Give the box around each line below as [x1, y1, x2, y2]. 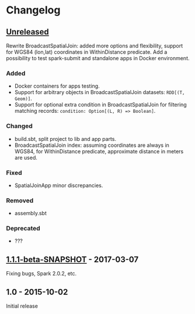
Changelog [6, 4, 61, 17]
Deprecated [6, 225, 41, 233]
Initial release [6, 302, 38, 310]
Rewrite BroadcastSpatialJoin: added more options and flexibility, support [6, 42, 183, 49]
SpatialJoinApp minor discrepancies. [14, 182, 103, 189]
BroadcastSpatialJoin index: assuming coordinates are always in [14, 142, 169, 149]
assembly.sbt [14, 210, 47, 217]
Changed [6, 122, 33, 130]
